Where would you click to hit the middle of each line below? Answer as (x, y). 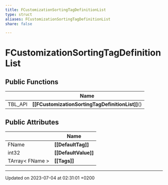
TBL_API (17, 104)
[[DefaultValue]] (74, 153)
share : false (19, 24)
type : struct (19, 14)
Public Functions (32, 82)
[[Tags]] (64, 161)
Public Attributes (32, 122)
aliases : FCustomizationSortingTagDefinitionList (58, 19)
